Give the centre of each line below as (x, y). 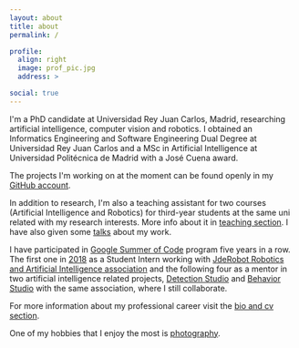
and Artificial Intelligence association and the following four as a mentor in (149, 269)
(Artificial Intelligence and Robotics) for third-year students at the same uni (150, 212)
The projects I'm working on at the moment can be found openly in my (141, 175)
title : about (34, 26)
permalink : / (34, 35)
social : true (34, 93)
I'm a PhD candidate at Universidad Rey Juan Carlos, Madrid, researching (147, 118)
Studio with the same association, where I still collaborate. (119, 288)
